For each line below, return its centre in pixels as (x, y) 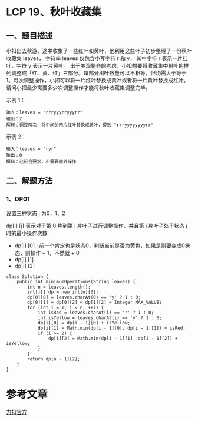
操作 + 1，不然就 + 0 (55, 253)
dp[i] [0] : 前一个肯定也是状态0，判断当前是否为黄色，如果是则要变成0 (100, 246)
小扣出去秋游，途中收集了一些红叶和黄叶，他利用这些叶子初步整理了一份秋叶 (99, 51)
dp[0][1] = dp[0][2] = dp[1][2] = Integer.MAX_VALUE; (95, 302)
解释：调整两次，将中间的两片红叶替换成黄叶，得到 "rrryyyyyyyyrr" (80, 125)
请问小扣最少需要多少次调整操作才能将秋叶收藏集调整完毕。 (78, 88)
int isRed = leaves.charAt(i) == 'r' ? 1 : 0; (96, 313)
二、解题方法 (29, 181)
